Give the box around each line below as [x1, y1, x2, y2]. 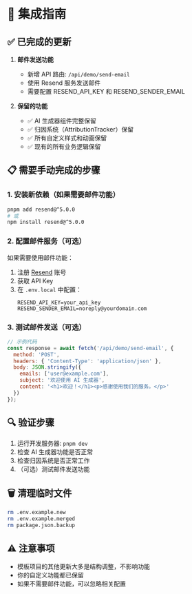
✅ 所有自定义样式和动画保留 [27, 134, 107, 142]
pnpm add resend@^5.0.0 [7, 206, 76, 213]
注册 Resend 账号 [17, 268, 67, 276]
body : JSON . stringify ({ [13, 364, 81, 371]
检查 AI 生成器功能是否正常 [17, 448, 94, 456]
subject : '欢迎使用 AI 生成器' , [19, 377, 105, 384]
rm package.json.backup [7, 522, 76, 529]
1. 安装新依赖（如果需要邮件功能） [7, 190, 120, 200]
